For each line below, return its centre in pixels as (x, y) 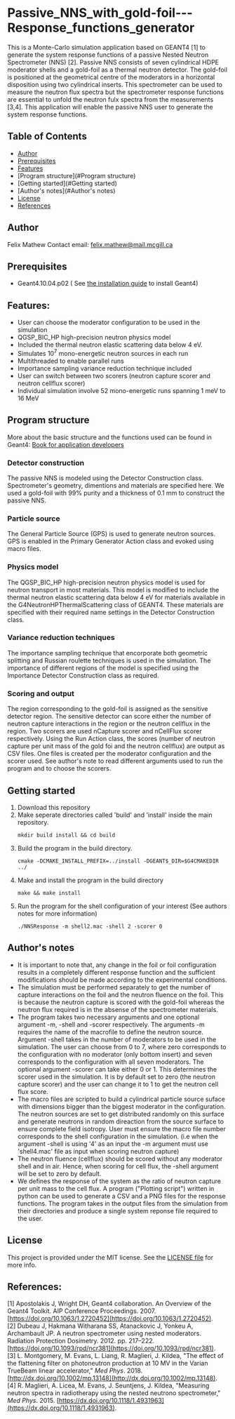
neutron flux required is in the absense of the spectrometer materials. (118, 1009)
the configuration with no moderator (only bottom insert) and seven (115, 1054)
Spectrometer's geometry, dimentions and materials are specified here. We (116, 485)
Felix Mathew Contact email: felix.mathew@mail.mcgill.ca (90, 244)
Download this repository (54, 807)
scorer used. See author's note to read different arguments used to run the (115, 761)
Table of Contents (47, 136)
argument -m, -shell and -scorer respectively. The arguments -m (111, 1024)
